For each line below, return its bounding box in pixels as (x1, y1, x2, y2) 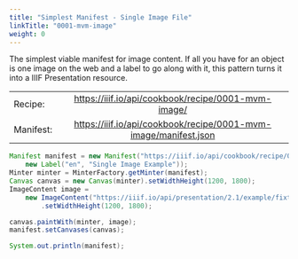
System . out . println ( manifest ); (9, 241, 125, 251)
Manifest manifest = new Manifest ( (9, 152, 141, 161)
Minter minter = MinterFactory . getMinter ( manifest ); (9, 169, 208, 177)
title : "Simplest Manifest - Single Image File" (9, 12, 192, 22)
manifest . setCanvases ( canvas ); (9, 225, 125, 235)
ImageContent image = (9, 184, 90, 193)
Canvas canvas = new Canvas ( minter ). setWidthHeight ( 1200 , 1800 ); (9, 177, 255, 185)
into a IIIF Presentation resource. (9, 73, 129, 83)
